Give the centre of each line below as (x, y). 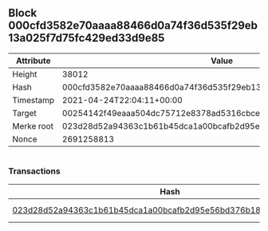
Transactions (35, 171)
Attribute (33, 61)
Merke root (33, 125)
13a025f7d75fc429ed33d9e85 (87, 38)
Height (25, 74)
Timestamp (33, 100)
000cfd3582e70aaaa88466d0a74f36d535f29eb (133, 26)
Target (25, 113)
